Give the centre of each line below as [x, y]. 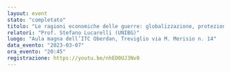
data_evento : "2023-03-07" [46, 45]
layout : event [27, 13]
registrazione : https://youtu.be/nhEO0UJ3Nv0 [73, 58]
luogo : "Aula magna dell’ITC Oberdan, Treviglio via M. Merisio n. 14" [112, 39]
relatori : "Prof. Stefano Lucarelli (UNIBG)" [73, 33]
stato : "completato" [37, 20]
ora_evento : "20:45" [37, 52]
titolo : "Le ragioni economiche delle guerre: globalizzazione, [101, 26]
